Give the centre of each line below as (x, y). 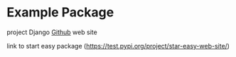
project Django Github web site (52, 32)
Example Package (60, 12)
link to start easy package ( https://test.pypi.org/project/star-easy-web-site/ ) (118, 46)
